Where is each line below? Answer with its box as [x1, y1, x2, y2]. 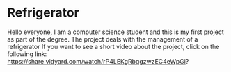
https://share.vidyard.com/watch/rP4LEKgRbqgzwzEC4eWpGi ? [7, 57, 189, 65]
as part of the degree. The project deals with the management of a [7, 35, 198, 43]
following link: [7, 50, 47, 58]
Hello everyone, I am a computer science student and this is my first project [7, 28, 224, 36]
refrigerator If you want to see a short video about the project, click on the [7, 42, 220, 51]
